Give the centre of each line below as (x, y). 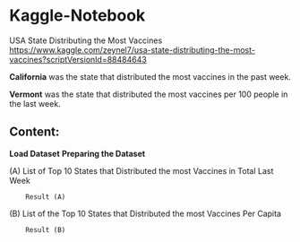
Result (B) (46, 229)
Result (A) (46, 197)
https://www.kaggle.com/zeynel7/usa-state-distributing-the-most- (132, 49)
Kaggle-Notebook (77, 16)
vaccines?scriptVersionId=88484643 (78, 59)
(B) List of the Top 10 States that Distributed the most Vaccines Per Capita (146, 213)
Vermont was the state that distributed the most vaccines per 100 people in (149, 94)
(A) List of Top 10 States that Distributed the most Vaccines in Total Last (141, 170)
